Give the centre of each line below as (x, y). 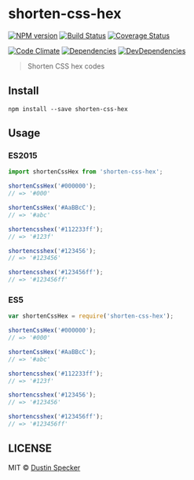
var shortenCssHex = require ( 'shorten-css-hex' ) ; (91, 316)
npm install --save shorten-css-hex (68, 109)
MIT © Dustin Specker (44, 467)
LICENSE (30, 449)
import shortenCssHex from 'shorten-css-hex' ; (86, 172)
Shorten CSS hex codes (66, 66)
